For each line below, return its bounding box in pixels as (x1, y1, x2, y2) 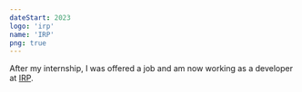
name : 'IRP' (9, 30, 55, 39)
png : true (9, 38, 47, 48)
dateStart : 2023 (9, 13, 71, 23)
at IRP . (9, 73, 34, 84)
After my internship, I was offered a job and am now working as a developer (9, 63, 294, 74)
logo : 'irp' (9, 22, 55, 31)
